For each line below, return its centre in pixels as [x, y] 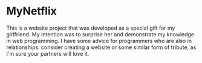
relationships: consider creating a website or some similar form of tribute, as [101, 47]
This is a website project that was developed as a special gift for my [91, 28]
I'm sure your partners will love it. [48, 53]
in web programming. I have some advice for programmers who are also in [99, 41]
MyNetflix [32, 11]
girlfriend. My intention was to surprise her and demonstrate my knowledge [100, 34]
